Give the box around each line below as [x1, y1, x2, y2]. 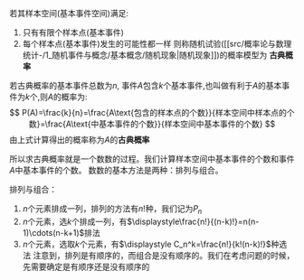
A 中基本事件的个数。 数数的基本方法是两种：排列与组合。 [9, 165, 223, 175]
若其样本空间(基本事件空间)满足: [9, 8, 129, 18]
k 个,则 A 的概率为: [25, 91, 88, 102]
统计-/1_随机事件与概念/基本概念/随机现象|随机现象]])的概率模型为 [22, 50, 268, 61]
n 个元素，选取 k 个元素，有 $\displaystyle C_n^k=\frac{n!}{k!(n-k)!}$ [22, 238, 271, 249]
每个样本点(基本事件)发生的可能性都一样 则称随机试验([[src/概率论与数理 [22, 39, 292, 49]
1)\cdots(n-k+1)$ [22, 227, 85, 238]
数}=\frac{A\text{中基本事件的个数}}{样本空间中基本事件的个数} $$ [28, 118, 276, 129]
